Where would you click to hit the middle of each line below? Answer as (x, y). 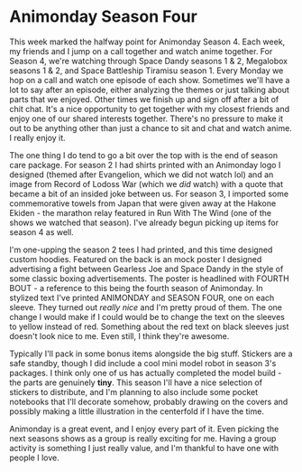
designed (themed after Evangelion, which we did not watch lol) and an (142, 175)
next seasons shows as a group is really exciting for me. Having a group (143, 438)
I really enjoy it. (37, 137)
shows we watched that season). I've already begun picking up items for (144, 222)
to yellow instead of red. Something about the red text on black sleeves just (149, 326)
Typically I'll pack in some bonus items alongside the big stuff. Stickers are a (151, 354)
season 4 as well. (41, 231)
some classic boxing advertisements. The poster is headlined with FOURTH (150, 278)
